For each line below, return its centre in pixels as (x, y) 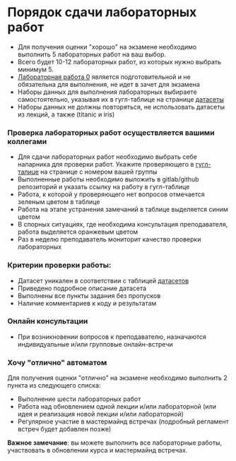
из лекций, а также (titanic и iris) (66, 114)
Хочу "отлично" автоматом (57, 362)
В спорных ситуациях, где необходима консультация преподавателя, (123, 224)
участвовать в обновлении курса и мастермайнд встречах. (98, 450)
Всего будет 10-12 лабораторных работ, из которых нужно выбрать (119, 61)
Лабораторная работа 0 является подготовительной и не (104, 77)
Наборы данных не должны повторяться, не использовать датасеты (121, 107)
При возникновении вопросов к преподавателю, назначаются (112, 337)
